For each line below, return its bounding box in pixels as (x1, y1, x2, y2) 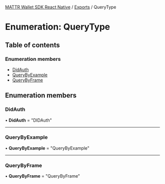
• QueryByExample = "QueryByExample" (5, 145, 90, 151)
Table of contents (5, 41, 60, 49)
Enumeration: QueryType (5, 22, 110, 32)
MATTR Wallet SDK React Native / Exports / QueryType (5, 4, 116, 10)
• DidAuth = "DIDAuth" (5, 117, 53, 123)
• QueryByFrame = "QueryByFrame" (5, 173, 80, 179)
